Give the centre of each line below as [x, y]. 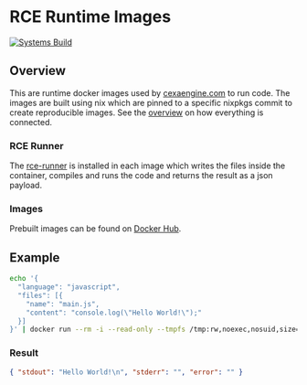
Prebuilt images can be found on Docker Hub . [95, 229]
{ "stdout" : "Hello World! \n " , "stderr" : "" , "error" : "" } [127, 372]
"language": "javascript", [69, 287]
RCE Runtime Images [90, 17]
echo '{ [24, 279]
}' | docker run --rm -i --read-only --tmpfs [97, 330]
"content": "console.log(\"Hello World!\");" [114, 313]
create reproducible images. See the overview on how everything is [137, 112]
